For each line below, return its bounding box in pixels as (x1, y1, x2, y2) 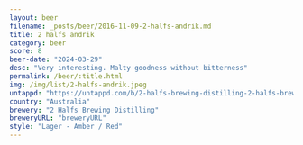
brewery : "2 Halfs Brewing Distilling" (9, 105, 160, 114)
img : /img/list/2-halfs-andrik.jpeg (9, 80, 147, 89)
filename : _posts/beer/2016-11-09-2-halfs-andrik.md (9, 22, 212, 31)
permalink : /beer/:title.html (9, 72, 124, 81)
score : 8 (9, 47, 42, 56)
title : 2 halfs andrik (9, 30, 95, 39)
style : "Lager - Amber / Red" (9, 122, 124, 131)
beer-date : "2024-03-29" (9, 55, 103, 64)
